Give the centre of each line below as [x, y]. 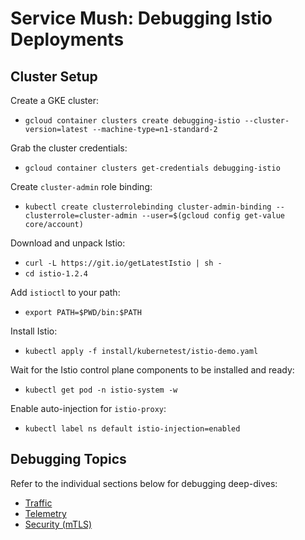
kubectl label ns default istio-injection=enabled [132, 429]
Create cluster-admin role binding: [81, 186]
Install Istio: [34, 331]
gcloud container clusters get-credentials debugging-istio [152, 168]
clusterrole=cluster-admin [81, 216]
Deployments [67, 39]
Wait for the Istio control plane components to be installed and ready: [152, 370]
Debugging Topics [68, 459]
